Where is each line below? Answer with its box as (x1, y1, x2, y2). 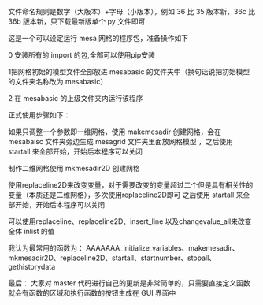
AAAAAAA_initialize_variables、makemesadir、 (85, 244, 239, 252)
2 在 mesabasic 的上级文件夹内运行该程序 (8, 94, 143, 102)
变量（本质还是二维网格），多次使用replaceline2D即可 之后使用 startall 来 (8, 190, 243, 199)
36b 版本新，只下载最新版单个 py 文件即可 (8, 17, 146, 26)
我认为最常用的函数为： (8, 244, 84, 252)
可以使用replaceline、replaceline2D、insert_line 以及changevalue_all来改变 (8, 217, 252, 226)
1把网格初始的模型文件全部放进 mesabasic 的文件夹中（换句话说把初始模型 (8, 67, 250, 76)
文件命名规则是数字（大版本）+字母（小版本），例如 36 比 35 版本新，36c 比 (8, 7, 256, 16)
